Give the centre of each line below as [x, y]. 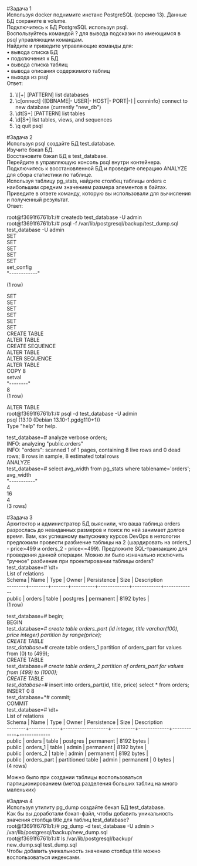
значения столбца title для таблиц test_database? [68, 820]
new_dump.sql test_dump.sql [42, 845]
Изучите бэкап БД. [30, 150]
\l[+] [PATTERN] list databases [52, 95]
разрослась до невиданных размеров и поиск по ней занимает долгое [96, 530]
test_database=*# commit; [39, 697]
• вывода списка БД [32, 52]
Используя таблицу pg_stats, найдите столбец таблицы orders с [86, 181]
